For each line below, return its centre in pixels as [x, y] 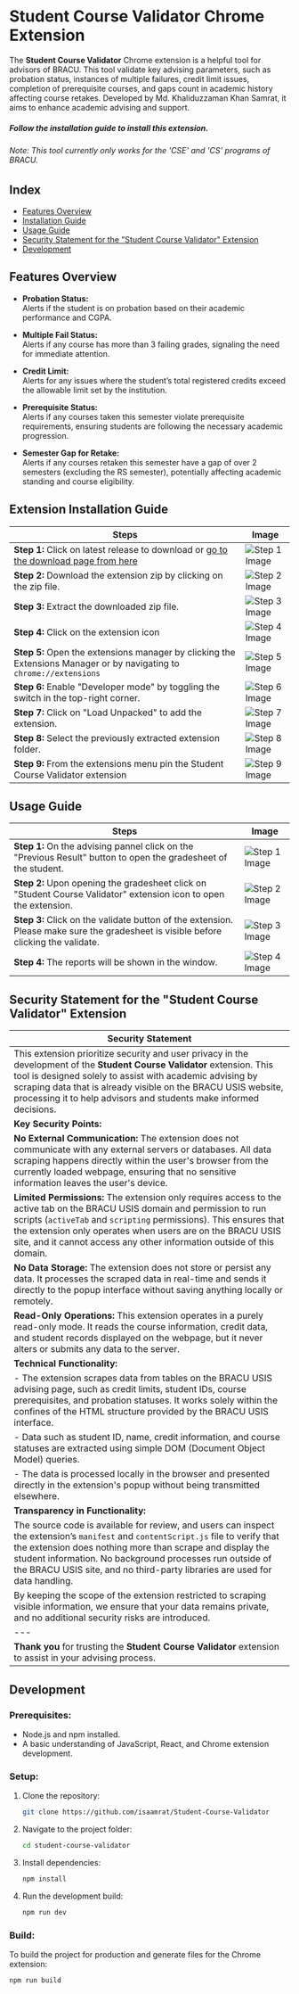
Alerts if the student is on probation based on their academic [133, 308]
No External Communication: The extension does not [126, 1139]
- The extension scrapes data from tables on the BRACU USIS [143, 1378]
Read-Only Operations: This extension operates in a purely [139, 1315]
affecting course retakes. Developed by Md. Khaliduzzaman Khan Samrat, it [148, 98]
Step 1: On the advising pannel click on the [104, 846]
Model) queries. [47, 1460]
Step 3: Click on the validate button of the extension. [124, 920]
